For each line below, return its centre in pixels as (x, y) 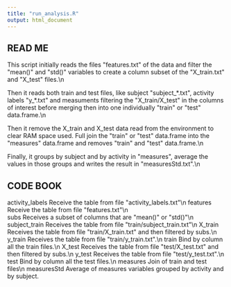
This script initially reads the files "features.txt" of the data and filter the (110, 65)
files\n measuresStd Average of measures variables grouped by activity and (115, 269)
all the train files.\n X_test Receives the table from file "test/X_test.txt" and (113, 247)
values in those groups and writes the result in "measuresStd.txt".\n (104, 164)
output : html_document (40, 20)
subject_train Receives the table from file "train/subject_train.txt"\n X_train (113, 225)
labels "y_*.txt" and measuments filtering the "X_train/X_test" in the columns (115, 101)
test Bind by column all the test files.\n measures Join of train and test (107, 261)
